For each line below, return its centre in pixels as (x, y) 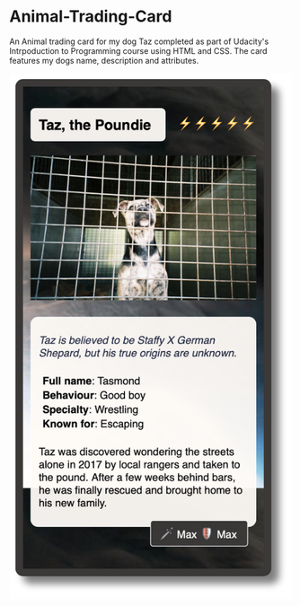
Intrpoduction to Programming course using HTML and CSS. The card (138, 50)
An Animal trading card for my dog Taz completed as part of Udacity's (139, 41)
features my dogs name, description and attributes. (104, 60)
